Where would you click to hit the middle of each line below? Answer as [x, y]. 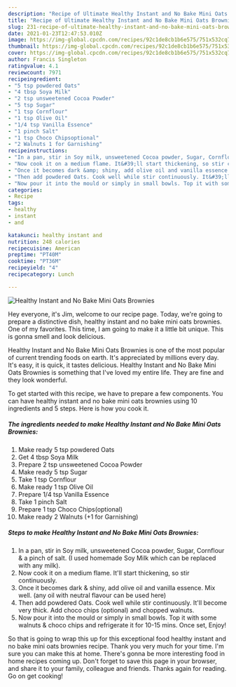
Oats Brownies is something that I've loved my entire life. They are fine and [116, 372]
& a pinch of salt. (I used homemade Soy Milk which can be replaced [117, 558]
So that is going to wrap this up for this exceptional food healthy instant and [117, 639]
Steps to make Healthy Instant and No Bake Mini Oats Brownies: [103, 533]
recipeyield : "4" [33, 268]
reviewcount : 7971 [35, 72]
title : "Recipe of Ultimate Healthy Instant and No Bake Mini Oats [109, 20]
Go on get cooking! [36, 676]
